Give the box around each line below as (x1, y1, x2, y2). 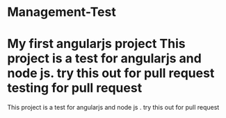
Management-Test (7, 4, 116, 20)
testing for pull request (7, 81, 143, 96)
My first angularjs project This (7, 36, 186, 52)
